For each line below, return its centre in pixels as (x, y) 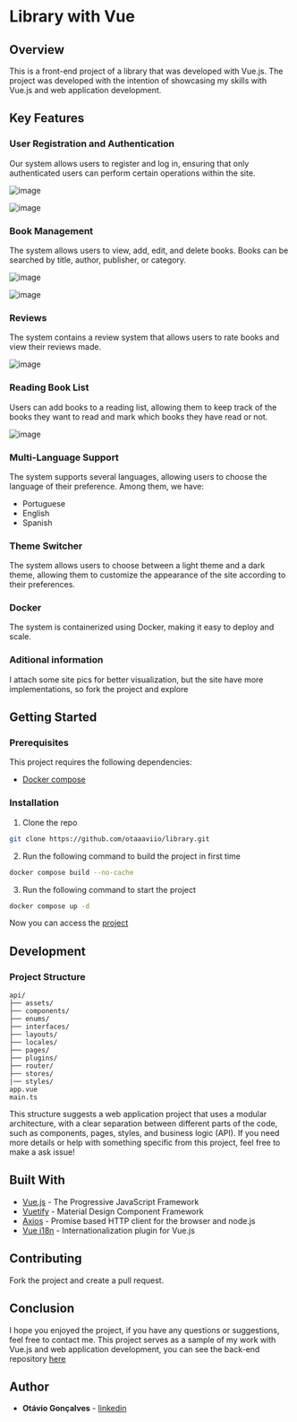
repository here (38, 1358)
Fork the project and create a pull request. (87, 1280)
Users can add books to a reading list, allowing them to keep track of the (143, 407)
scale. (20, 637)
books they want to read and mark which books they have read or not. (139, 416)
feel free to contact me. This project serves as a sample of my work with (143, 1340)
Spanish (37, 523)
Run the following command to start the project (109, 889)
